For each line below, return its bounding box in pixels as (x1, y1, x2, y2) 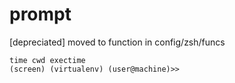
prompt (9, 3, 72, 26)
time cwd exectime (9, 55, 86, 65)
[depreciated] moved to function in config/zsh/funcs (9, 36, 226, 48)
